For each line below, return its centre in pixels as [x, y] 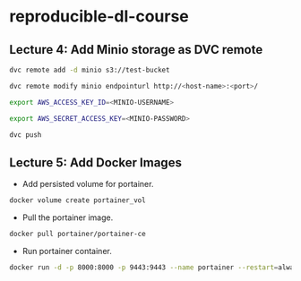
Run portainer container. [67, 251]
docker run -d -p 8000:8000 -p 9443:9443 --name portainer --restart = [144, 267]
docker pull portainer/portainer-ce [77, 234]
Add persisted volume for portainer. [88, 184]
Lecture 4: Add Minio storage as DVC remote [136, 50]
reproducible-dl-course [99, 17]
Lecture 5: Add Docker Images [95, 162]
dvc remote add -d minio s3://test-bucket [90, 70]
